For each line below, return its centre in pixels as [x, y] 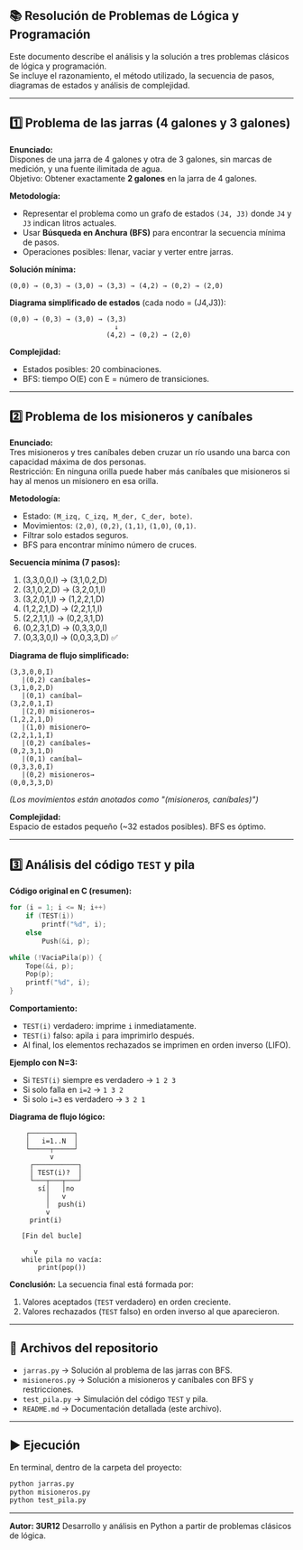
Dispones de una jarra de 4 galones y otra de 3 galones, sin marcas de [141, 159]
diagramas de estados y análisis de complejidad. [100, 85]
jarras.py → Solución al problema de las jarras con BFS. [127, 1370]
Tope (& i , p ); [50, 966]
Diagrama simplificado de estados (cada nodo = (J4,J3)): [118, 303]
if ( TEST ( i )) [50, 916]
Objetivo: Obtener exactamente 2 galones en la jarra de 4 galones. [133, 178]
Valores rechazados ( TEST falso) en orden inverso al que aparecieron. [151, 1312]
